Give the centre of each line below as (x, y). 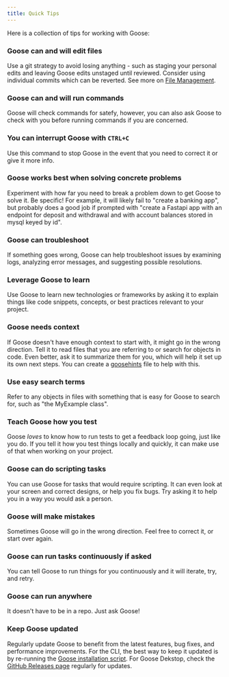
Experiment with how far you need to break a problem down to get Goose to (114, 193)
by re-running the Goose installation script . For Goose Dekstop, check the (111, 658)
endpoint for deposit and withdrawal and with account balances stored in (110, 215)
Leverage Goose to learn (49, 280)
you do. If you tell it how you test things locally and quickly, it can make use (113, 444)
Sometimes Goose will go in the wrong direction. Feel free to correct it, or (110, 531)
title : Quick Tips (33, 13)
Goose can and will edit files (55, 51)
